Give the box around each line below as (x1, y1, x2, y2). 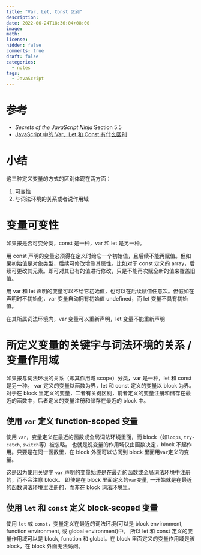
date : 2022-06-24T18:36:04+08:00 (6, 20, 90, 26)
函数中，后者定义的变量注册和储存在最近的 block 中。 (16, 397, 149, 404)
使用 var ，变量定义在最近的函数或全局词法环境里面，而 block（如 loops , (6, 433, 183, 440)
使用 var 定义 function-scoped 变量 (6, 416, 138, 427)
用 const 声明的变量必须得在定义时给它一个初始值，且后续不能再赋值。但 (6, 252, 186, 259)
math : (6, 31, 20, 37)
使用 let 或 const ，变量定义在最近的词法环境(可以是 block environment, (6, 520, 183, 527)
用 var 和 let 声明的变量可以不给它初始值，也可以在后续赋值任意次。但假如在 (6, 287, 194, 295)
